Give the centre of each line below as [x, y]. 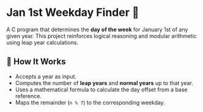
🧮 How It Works [36, 62]
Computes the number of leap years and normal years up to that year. [104, 83]
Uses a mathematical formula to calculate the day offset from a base [101, 89]
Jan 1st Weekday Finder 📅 [73, 13]
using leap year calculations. [42, 42]
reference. [28, 96]
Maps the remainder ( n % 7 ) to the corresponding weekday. [90, 102]
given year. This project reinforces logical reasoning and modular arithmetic [102, 35]
